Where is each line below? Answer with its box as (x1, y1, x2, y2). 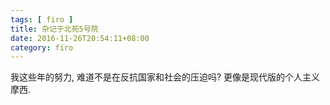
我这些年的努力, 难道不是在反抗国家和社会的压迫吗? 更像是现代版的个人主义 (10, 71, 321, 83)
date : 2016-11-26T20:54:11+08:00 (10, 33, 150, 43)
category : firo (10, 42, 74, 53)
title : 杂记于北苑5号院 (10, 24, 99, 34)
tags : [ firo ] (10, 14, 74, 25)
